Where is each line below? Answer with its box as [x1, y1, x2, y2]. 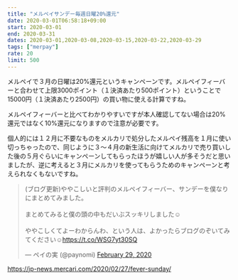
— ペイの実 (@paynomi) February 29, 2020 [24, 250, 152, 259]
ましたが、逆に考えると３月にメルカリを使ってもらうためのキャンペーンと [7, 161, 224, 169]
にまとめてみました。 [24, 193, 87, 202]
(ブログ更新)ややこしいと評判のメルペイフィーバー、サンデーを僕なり [24, 184, 229, 193]
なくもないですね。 [26, 169, 82, 178]
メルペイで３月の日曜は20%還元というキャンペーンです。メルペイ [7, 77, 201, 85]
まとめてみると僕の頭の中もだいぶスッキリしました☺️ [24, 210, 181, 218]
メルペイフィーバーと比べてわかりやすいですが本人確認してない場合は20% [7, 109, 226, 118]
